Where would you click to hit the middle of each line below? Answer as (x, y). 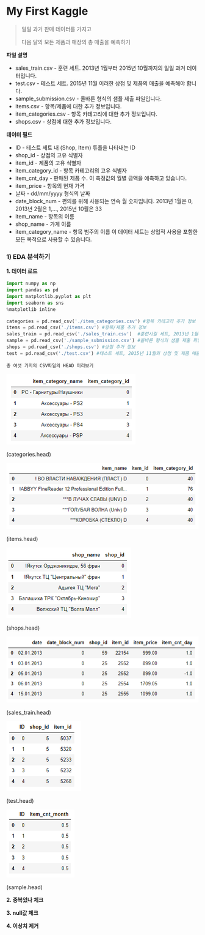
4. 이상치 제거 (23, 926)
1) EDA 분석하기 (28, 256)
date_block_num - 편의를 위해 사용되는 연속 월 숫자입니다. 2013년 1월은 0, (104, 201)
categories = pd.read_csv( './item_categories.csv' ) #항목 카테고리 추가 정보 (101, 321)
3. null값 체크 (22, 912)
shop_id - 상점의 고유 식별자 (49, 155)
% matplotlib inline (31, 309)
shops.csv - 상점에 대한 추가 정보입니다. (63, 121)
